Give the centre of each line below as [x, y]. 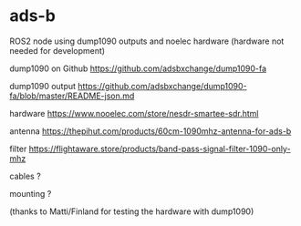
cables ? [25, 176]
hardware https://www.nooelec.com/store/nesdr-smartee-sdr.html [134, 113]
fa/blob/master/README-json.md [72, 96]
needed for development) [57, 50]
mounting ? [31, 193]
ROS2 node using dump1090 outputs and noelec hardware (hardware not [147, 41]
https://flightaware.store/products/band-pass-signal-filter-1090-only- [160, 149]
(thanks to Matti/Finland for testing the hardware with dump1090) [132, 211]
